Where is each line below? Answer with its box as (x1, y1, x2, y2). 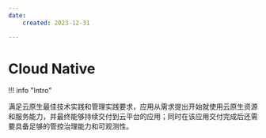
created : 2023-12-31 (22, 19, 90, 27)
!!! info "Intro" (8, 86, 52, 95)
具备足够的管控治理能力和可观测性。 (14, 121, 133, 131)
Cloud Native (8, 60, 96, 77)
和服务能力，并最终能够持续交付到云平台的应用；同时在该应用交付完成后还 (8, 112, 251, 121)
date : (8, 11, 26, 20)
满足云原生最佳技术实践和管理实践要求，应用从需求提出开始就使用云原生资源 (8, 102, 258, 111)
